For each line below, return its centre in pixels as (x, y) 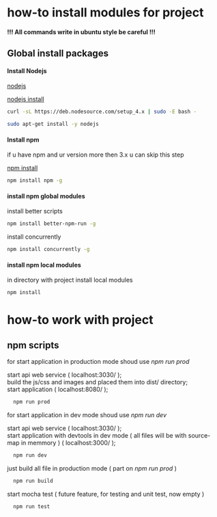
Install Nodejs (27, 70)
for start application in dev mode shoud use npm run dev (87, 415)
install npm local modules (44, 265)
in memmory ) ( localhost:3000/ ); (68, 443)
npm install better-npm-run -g (52, 224)
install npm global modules (46, 196)
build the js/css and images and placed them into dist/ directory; (98, 382)
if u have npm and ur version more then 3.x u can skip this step (96, 155)
